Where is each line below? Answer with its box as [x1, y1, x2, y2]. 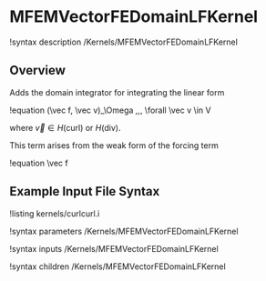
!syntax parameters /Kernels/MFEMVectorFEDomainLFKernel [9, 226, 239, 236]
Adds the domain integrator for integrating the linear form [9, 86, 225, 97]
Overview [9, 63, 66, 78]
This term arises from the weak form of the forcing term [9, 139, 219, 151]
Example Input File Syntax [9, 184, 160, 199]
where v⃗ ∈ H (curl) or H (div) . [9, 122, 121, 133]
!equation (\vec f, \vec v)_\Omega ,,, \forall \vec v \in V [9, 105, 211, 115]
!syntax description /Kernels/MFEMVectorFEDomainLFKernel [9, 36, 239, 47]
